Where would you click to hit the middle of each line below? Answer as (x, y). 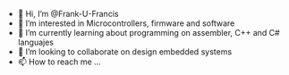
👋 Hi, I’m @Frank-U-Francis (68, 14)
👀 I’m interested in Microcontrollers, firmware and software (126, 23)
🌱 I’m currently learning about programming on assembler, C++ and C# (149, 33)
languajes (35, 42)
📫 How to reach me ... (59, 62)
